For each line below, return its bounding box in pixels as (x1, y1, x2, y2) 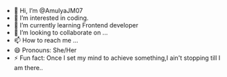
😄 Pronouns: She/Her (13, 46, 77, 54)
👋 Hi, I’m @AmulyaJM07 (13, 7, 83, 14)
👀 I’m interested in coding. (13, 14, 89, 22)
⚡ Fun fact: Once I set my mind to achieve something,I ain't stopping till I (13, 54, 221, 62)
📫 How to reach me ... (13, 36, 78, 44)
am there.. (13, 64, 44, 71)
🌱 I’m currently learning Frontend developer (13, 21, 139, 29)
